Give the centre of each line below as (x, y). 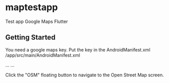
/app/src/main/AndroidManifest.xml (43, 55)
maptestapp (31, 7)
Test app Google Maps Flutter (37, 21)
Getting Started (30, 37)
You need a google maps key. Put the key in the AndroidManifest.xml (78, 49)
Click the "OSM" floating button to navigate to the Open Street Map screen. (84, 75)
